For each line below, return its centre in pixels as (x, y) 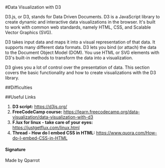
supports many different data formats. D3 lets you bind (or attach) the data (81, 47)
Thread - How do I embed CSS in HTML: (53, 133)
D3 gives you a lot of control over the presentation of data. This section (77, 67)
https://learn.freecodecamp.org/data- (102, 112)
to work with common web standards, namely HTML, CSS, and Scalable (78, 27)
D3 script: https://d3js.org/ (40, 106)
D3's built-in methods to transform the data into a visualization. (69, 58)
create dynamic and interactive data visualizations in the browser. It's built (80, 22)
